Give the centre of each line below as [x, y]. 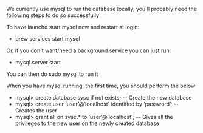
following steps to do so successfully [53, 15]
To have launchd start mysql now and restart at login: [73, 27]
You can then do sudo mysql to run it [52, 74]
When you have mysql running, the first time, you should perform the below [101, 86]
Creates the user [36, 111]
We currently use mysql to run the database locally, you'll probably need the [102, 9]
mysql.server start [38, 62]
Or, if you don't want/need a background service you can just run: [89, 50]
